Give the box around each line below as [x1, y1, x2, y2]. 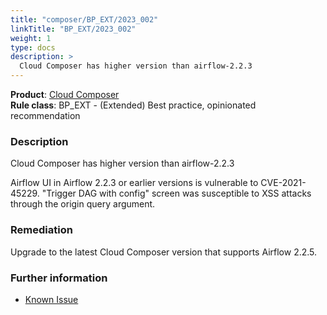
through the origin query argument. [10, 198, 156, 210]
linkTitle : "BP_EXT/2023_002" [10, 24, 137, 34]
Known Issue [24, 293, 79, 305]
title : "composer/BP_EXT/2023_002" [10, 14, 159, 25]
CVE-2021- [260, 177, 307, 189]
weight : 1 [10, 33, 52, 43]
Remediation [10, 223, 73, 237]
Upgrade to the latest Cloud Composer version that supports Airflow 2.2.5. [10, 246, 318, 258]
